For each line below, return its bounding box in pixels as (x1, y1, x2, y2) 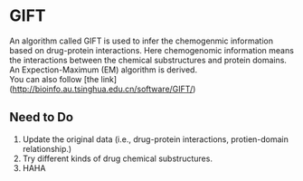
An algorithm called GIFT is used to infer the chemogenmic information (9, 35, 274, 46)
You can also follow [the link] (9, 73, 118, 84)
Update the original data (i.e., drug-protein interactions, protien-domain (22, 133, 289, 145)
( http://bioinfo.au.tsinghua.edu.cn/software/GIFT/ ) (9, 83, 196, 94)
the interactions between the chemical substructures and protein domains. (9, 54, 288, 65)
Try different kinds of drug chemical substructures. (22, 153, 213, 164)
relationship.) (22, 143, 72, 154)
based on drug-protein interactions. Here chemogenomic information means (9, 44, 294, 55)
